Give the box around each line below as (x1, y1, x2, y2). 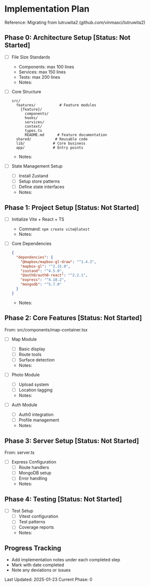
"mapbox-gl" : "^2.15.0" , (20, 264, 71, 269)
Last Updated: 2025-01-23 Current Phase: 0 (4, 577, 92, 583)
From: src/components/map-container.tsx (4, 327, 88, 332)
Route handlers (18, 465, 49, 470)
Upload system (18, 381, 49, 387)
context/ (24, 124, 43, 129)
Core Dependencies (11, 241, 52, 246)
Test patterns (18, 519, 45, 525)
